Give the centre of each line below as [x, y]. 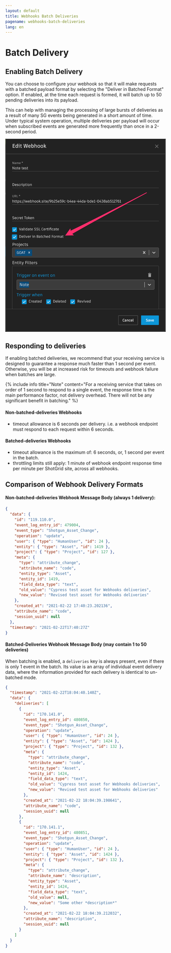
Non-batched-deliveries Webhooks [44, 412]
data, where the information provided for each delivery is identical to [77, 672]
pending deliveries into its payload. [42, 100]
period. [30, 132]
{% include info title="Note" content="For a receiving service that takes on [83, 384]
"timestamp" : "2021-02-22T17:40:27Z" [50, 627]
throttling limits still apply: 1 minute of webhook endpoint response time [87, 463]
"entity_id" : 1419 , [39, 579]
